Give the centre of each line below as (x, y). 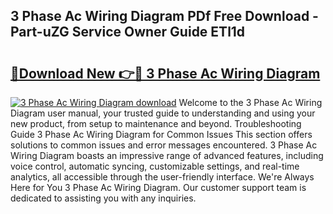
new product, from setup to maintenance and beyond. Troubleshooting (156, 123)
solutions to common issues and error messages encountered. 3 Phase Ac (164, 145)
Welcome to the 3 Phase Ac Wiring (250, 102)
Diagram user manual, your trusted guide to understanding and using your (163, 113)
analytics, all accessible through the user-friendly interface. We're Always (162, 177)
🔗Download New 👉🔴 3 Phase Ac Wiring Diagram (165, 73)
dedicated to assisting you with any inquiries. (103, 198)
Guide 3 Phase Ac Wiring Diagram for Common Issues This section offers (161, 134)
